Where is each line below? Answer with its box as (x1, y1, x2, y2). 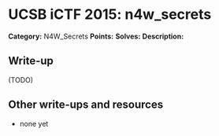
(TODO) (8, 75, 34, 84)
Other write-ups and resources (8, 98, 164, 112)
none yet (19, 119, 49, 128)
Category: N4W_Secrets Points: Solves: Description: (8, 31, 184, 41)
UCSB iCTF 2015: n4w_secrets (8, 6, 212, 24)
